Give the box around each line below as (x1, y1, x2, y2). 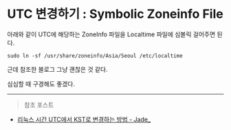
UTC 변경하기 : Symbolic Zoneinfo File (7, 6, 223, 22)
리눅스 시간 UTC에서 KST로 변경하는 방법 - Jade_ (16, 115, 151, 123)
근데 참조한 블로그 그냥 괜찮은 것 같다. (7, 65, 108, 73)
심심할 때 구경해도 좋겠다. (7, 79, 76, 88)
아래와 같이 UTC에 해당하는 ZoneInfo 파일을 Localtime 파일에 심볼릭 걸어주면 (7, 30, 216, 38)
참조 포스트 (23, 101, 54, 109)
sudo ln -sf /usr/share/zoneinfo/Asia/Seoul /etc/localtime (7, 52, 184, 59)
